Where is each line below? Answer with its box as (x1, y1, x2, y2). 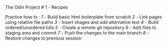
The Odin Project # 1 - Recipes (5, 4, 69, 10)
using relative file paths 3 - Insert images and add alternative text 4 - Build (5, 19, 159, 25)
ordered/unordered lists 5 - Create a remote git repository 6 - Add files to (5, 24, 156, 30)
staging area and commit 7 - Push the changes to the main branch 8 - (5, 30, 149, 35)
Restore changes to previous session (5, 35, 82, 41)
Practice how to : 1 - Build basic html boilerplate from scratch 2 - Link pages (5, 14, 162, 19)
